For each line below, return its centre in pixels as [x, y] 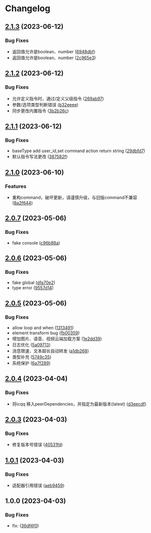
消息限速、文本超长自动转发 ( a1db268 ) [50, 351]
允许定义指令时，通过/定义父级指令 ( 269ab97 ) [58, 99]
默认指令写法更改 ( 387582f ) [40, 157]
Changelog [28, 9]
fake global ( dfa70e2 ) [34, 283]
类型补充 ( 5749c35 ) [32, 357]
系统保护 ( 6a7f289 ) [31, 363]
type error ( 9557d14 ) [33, 288]
